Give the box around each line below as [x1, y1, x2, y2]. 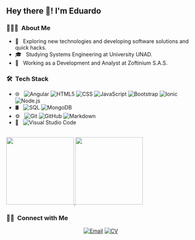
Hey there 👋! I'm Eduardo [6, 6, 101, 16]
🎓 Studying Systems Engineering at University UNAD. [14, 50, 153, 57]
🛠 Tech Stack [6, 74, 49, 83]
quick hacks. [14, 44, 47, 51]
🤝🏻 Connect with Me [6, 214, 68, 222]
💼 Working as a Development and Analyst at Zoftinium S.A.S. [14, 59, 168, 66]
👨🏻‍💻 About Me [6, 24, 51, 32]
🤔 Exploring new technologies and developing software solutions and [14, 37, 189, 45]
